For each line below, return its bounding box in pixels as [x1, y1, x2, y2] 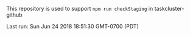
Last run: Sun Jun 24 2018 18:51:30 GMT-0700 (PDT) [6, 23, 139, 30]
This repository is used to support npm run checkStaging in [6, 5, 153, 12]
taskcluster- [154, 5, 185, 12]
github [6, 11, 23, 18]
